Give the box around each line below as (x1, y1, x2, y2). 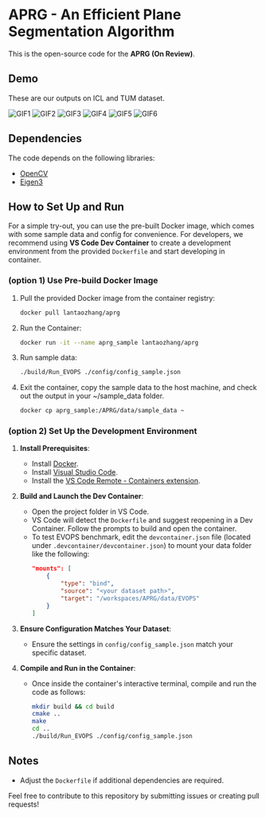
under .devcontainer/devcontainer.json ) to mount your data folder (31, 541, 252, 551)
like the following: (31, 549, 90, 559)
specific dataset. (31, 648, 87, 657)
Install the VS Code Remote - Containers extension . (31, 476, 201, 486)
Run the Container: (19, 323, 82, 333)
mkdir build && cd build (31, 702, 115, 711)
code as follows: (31, 687, 86, 697)
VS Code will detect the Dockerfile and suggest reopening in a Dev (31, 515, 253, 525)
